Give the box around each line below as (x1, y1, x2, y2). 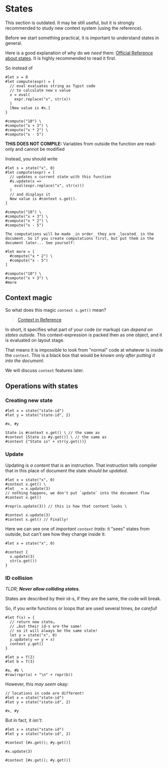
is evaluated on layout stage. (5, 337, 65, 343)
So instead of (5, 65, 33, 71)
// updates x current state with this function (10, 174, 112, 179)
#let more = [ (5, 249, 35, 254)
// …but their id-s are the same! (10, 624, 82, 629)
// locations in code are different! (5, 691, 85, 696)
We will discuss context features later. (5, 367, 84, 373)
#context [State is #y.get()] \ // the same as (5, 435, 107, 440)
